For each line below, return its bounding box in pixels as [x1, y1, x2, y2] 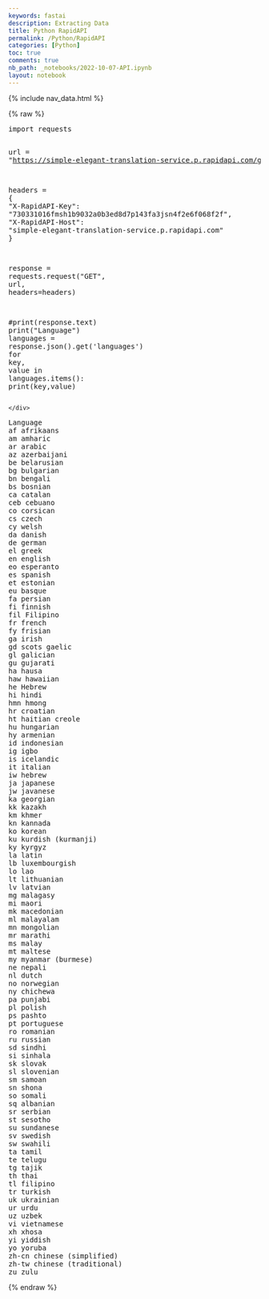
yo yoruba [8, 1243, 46, 1253]
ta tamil [8, 1147, 42, 1156]
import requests [8, 124, 72, 133]
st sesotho [8, 1115, 51, 1124]
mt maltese [8, 946, 51, 956]
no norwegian [8, 978, 60, 988]
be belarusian [8, 458, 64, 467]
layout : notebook [8, 71, 66, 79]
